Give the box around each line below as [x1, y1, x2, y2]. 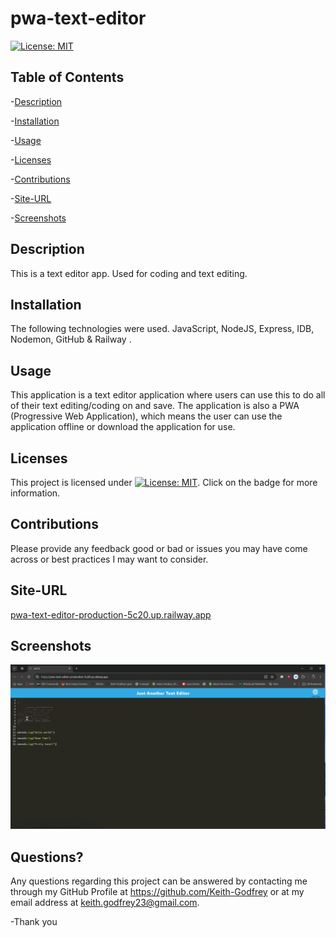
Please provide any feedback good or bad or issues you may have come [10, 542, 308, 554]
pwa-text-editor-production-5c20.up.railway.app [10, 608, 212, 621]
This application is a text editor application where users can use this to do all [10, 389, 326, 401]
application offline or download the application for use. [10, 421, 236, 433]
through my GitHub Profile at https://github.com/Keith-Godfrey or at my [10, 886, 305, 898]
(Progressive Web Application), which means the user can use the [10, 410, 283, 422]
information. [10, 487, 61, 499]
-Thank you [10, 916, 58, 928]
